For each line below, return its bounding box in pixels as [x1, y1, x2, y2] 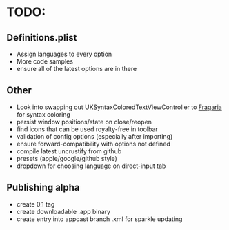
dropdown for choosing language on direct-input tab [16, 162, 166, 170]
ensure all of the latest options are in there [16, 65, 137, 73]
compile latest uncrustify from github [16, 146, 122, 155]
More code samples [16, 57, 74, 66]
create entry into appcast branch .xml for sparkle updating [16, 215, 183, 223]
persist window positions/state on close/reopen [16, 117, 152, 126]
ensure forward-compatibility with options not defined [16, 140, 170, 148]
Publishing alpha [6, 182, 80, 193]
